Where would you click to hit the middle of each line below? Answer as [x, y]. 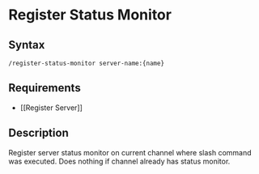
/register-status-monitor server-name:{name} [86, 63]
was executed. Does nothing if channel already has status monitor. [119, 161]
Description [38, 133]
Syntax [27, 45]
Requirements [45, 88]
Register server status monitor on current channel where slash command [130, 152]
